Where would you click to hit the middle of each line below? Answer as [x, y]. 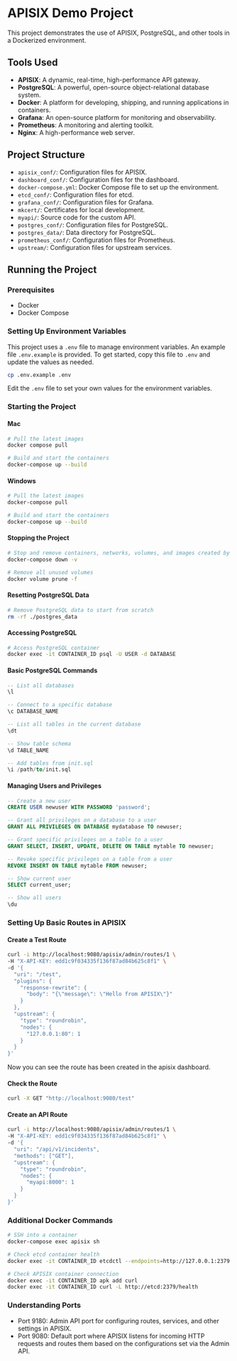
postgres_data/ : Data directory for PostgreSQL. [87, 232]
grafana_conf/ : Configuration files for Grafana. [86, 202]
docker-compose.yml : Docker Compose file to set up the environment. [118, 187]
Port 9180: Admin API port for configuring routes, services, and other [118, 1321]
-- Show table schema [39, 743]
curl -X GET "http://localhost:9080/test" [71, 1098]
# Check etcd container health [54, 1255]
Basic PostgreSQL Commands [53, 670]
